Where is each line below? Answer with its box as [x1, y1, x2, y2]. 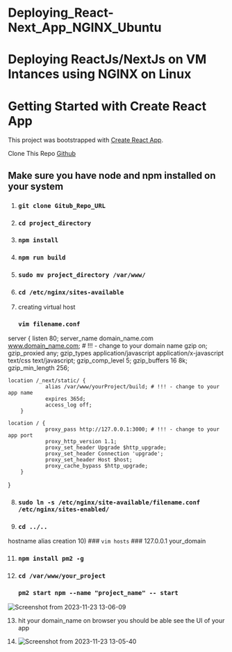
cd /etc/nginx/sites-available [17, 289, 124, 296]
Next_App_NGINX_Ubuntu [8, 19, 162, 35]
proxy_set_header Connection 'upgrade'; [44, 450, 164, 457]
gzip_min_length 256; [8, 363, 69, 372]
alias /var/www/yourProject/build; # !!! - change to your [44, 383, 219, 390]
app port [8, 431, 33, 439]
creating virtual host [17, 303, 76, 311]
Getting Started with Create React [8, 98, 207, 114]
